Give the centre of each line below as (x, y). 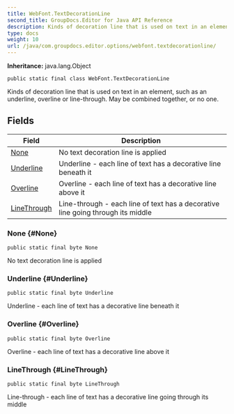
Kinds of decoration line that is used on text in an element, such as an (107, 92)
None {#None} (32, 233)
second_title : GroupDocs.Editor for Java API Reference (90, 20)
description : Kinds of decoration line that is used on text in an (107, 26)
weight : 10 (23, 40)
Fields (21, 121)
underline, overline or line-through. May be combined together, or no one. (113, 99)
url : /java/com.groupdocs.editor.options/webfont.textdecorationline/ (112, 46)
